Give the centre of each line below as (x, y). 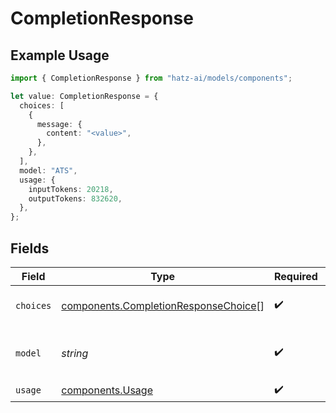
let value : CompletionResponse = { (84, 96)
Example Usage (60, 55)
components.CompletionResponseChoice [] (163, 305)
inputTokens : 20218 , (71, 189)
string (75, 353)
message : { (59, 124)
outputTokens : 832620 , (75, 198)
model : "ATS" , (48, 170)
